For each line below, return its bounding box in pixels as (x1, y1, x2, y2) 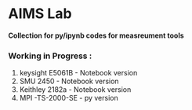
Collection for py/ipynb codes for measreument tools (8, 31, 184, 40)
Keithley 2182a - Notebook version (19, 85, 132, 94)
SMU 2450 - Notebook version (19, 76, 119, 86)
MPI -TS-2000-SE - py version (19, 93, 119, 103)
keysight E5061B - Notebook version (19, 68, 138, 78)
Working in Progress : (8, 50, 92, 61)
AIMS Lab (8, 5, 72, 23)
